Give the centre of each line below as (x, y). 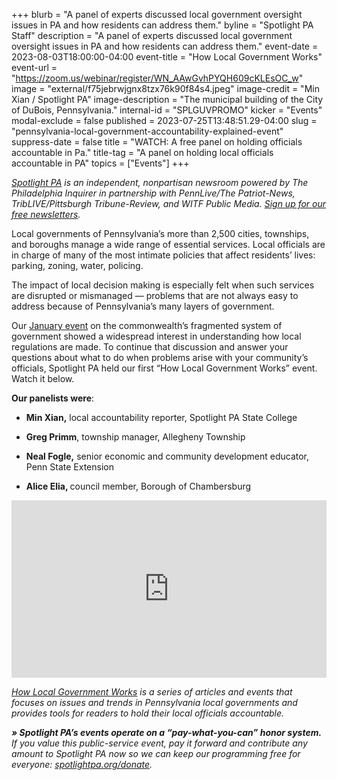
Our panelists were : (53, 398)
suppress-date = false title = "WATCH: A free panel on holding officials (157, 142)
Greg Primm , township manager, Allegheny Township (135, 437)
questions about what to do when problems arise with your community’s (160, 357)
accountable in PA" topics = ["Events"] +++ (100, 163)
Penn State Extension (69, 467)
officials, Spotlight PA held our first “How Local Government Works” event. (164, 368)
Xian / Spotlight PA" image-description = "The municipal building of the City (167, 99)
